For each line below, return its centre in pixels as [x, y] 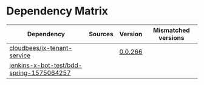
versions [172, 37]
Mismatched [171, 30]
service [20, 55]
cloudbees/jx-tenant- [41, 48]
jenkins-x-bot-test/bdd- [46, 65]
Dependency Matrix [57, 11]
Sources [101, 34]
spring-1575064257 [40, 72]
